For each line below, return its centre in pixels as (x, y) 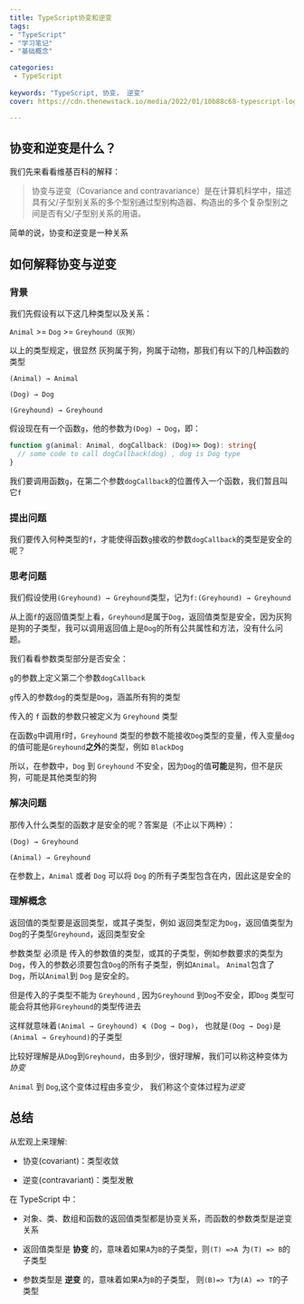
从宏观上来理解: (38, 1141)
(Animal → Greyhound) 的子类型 (66, 1036)
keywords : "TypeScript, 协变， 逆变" (77, 93)
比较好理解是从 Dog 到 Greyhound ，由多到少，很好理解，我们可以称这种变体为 (148, 1056)
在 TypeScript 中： (44, 1199)
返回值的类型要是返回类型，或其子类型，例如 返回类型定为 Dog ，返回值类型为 (152, 922)
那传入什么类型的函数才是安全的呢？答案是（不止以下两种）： (122, 824)
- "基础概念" (31, 52)
